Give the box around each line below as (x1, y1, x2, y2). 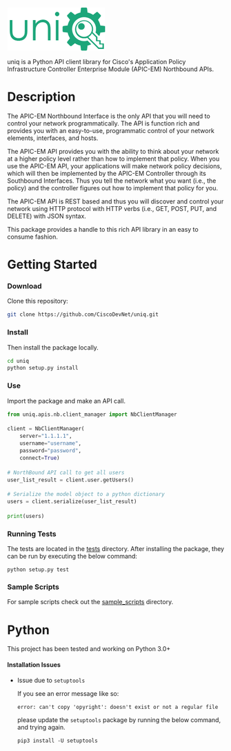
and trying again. (17, 723, 66, 731)
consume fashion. (7, 232, 59, 241)
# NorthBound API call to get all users (7, 469, 125, 476)
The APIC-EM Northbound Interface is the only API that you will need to (7, 112, 210, 120)
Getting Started (7, 257, 98, 272)
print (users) (7, 512, 45, 519)
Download (7, 281, 43, 291)
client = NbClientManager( (7, 425, 85, 432)
